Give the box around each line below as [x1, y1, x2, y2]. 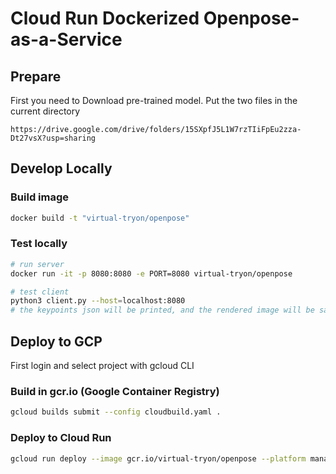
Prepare [10, 68, 62, 85]
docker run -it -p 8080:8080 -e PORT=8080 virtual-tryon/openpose [10, 268, 293, 279]
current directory [10, 105, 81, 117]
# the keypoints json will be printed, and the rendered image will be [10, 305, 315, 316]
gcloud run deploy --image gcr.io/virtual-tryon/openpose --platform [10, 453, 307, 464]
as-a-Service [10, 28, 123, 51]
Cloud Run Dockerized [10, 7, 200, 30]
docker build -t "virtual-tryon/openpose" [10, 213, 190, 223]
